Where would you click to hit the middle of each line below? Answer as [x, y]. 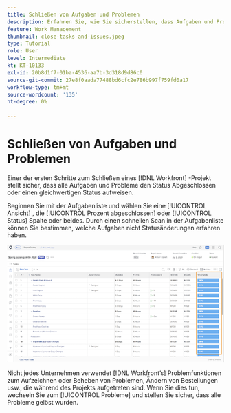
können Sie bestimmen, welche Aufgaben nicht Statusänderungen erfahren [114, 228]
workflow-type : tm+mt [38, 87]
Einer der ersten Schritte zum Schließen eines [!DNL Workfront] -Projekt [109, 178]
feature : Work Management [44, 29]
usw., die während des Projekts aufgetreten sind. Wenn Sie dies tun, [103, 387]
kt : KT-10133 [26, 66]
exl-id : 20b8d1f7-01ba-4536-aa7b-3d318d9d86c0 [75, 72]
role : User [23, 51]
